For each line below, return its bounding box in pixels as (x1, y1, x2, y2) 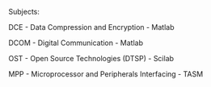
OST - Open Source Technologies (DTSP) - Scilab (8, 54, 175, 63)
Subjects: (8, 7, 40, 16)
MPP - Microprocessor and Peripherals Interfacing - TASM (8, 69, 204, 79)
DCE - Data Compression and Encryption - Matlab (8, 23, 175, 31)
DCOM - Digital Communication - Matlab (8, 38, 144, 48)
